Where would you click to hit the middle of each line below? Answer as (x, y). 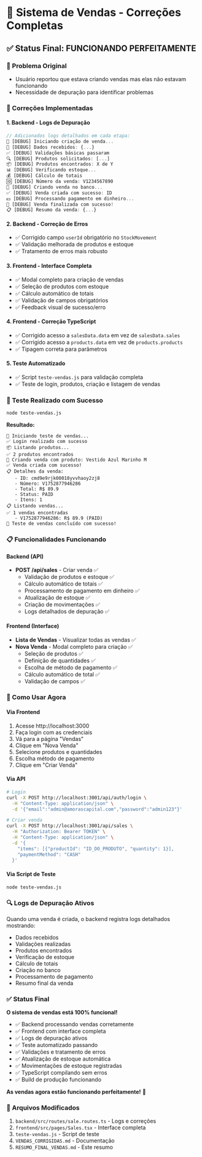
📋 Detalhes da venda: (35, 472)
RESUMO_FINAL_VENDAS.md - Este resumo (64, 1147)
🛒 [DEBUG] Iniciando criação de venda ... (60, 141)
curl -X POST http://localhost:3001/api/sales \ (70, 826)
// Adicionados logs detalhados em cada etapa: (68, 136)
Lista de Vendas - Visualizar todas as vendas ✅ (76, 640)
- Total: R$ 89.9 (37, 489)
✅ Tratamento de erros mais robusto (61, 251)
